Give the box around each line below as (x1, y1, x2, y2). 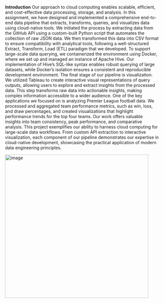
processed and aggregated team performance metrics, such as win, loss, (5, 103, 153, 109)
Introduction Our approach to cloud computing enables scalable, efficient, (5, 4, 156, 10)
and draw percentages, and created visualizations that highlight (5, 108, 134, 114)
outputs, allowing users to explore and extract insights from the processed (5, 82, 155, 88)
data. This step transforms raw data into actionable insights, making (5, 88, 142, 93)
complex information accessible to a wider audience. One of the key (5, 93, 143, 99)
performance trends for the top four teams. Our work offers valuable (5, 114, 143, 119)
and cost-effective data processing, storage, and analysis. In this (5, 9, 136, 15)
